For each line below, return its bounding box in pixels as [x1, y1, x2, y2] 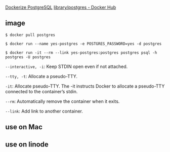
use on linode [5, 140, 49, 148]
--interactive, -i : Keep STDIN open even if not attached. [5, 63, 128, 69]
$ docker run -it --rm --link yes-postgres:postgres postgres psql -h [5, 50, 157, 55]
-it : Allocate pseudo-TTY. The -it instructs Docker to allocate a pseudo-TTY [5, 83, 165, 89]
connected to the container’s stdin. [5, 88, 78, 94]
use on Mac [5, 123, 43, 131]
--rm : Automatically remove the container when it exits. [5, 98, 120, 104]
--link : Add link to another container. [5, 108, 83, 114]
